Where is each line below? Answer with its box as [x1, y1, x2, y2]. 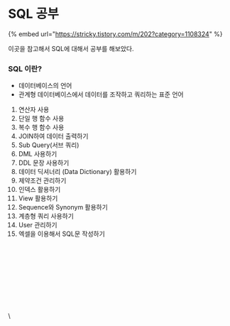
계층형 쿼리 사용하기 [18, 212, 74, 220]
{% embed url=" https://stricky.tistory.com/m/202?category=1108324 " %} [8, 29, 223, 38]
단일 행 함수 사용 [18, 114, 65, 123]
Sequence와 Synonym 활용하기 [18, 203, 109, 212]
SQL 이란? [8, 64, 42, 74]
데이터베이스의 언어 [18, 82, 72, 90]
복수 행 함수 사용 [18, 123, 65, 131]
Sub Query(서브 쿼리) [18, 141, 80, 149]
